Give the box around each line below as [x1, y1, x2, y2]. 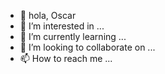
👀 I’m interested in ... [19, 20, 105, 32]
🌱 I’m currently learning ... [19, 31, 127, 42]
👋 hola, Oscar [19, 10, 77, 21]
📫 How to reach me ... [19, 53, 113, 64]
